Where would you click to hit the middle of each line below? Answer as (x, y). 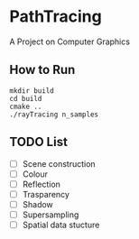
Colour (35, 174)
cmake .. (26, 106)
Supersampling (51, 215)
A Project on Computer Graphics (70, 41)
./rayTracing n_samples (54, 115)
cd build (26, 98)
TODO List (38, 142)
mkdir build (32, 91)
